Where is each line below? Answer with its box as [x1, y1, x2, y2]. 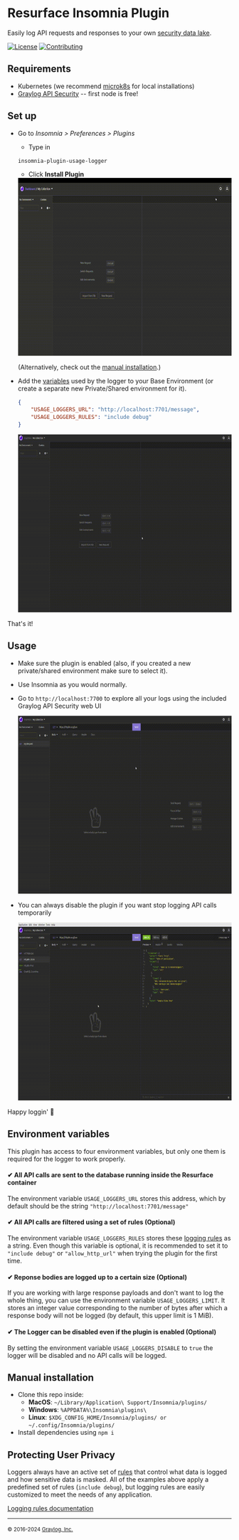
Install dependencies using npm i [17, 1428, 115, 1437]
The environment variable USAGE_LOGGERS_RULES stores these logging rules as [7, 1234, 231, 1243]
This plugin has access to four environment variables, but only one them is [7, 1147, 226, 1155]
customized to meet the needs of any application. [7, 1490, 153, 1499]
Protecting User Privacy [7, 1449, 115, 1461]
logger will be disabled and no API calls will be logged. [7, 1351, 167, 1359]
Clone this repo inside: [17, 1391, 84, 1399]
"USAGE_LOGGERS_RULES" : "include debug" [31, 414, 152, 421]
